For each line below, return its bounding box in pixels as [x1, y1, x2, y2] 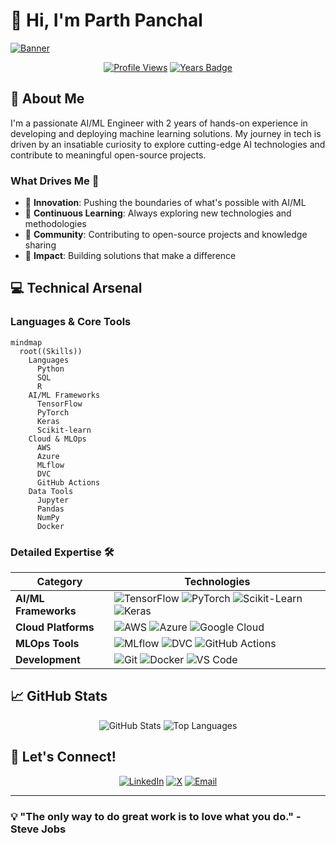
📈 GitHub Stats [10, 688, 108, 705]
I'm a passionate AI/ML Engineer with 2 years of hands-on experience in [10, 117, 308, 129]
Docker [36, 521, 65, 531]
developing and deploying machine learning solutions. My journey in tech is [10, 127, 322, 139]
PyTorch [36, 407, 70, 418]
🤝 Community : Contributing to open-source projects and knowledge [24, 229, 308, 241]
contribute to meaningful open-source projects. [10, 149, 207, 161]
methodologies [24, 218, 87, 230]
